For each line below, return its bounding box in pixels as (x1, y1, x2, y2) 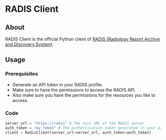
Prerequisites (5, 70, 38, 77)
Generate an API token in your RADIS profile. (12, 81, 103, 87)
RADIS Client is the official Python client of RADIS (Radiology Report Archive (5, 36, 160, 42)
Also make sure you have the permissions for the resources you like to (12, 92, 156, 98)
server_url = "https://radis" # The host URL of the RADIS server (5, 121, 145, 126)
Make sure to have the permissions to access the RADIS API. (12, 87, 136, 93)
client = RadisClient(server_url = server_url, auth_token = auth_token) (5, 130, 152, 135)
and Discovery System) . (5, 41, 54, 47)
